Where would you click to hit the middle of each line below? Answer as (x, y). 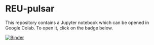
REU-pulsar (30, 9)
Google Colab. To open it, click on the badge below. (59, 27)
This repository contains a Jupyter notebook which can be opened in (77, 22)
